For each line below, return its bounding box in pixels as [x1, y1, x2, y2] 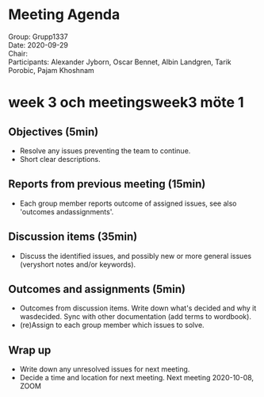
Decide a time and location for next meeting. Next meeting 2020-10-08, [19, 373, 254, 383]
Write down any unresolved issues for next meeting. [19, 364, 190, 374]
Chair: [8, 48, 29, 58]
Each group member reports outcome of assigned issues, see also [19, 198, 237, 208]
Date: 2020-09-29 [8, 40, 69, 49]
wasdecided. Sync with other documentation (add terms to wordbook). [19, 312, 252, 322]
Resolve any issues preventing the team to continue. [19, 145, 191, 156]
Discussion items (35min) [8, 230, 138, 244]
